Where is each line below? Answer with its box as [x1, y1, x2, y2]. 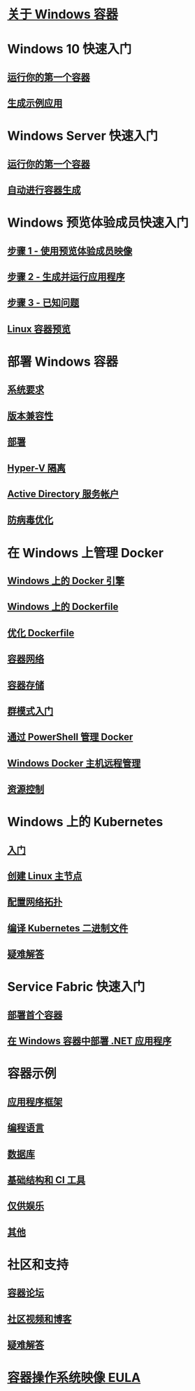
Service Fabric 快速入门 [7, 979, 145, 995]
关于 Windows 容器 [7, 6, 119, 22]
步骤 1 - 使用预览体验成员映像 [7, 245, 133, 257]
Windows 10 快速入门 [7, 41, 132, 57]
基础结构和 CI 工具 [7, 1173, 86, 1186]
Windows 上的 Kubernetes [7, 814, 164, 830]
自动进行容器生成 [7, 184, 81, 197]
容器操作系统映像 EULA [7, 1370, 141, 1386]
